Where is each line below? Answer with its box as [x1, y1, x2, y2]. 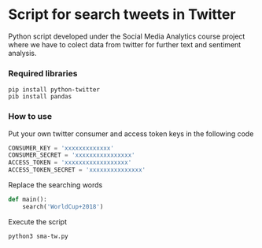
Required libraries [8, 68, 78, 79]
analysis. [8, 48, 37, 57]
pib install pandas [8, 93, 72, 101]
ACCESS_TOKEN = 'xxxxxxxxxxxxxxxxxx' [8, 159, 132, 167]
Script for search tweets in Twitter [8, 6, 236, 24]
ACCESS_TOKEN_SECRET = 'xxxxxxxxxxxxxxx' [8, 166, 146, 174]
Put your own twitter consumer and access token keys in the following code [8, 128, 254, 139]
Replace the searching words [8, 180, 103, 190]
